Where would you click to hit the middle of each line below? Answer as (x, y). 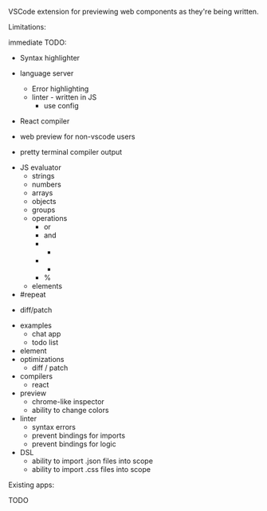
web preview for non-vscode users (77, 136)
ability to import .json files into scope (92, 461)
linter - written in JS (64, 97)
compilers (36, 376)
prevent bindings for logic (74, 444)
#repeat (33, 295)
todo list (45, 342)
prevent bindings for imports (79, 435)
